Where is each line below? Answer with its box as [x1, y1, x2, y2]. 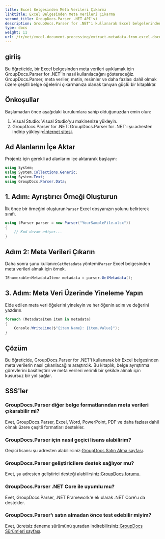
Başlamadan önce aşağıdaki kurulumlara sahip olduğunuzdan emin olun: [5, 108, 151, 114]
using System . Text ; [5, 175, 45, 180]
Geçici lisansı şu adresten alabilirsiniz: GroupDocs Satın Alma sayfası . [5, 447, 144, 453]
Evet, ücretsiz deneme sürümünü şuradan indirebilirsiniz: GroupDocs [5, 523, 143, 529]
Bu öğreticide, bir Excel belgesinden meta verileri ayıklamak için [5, 66, 134, 72]
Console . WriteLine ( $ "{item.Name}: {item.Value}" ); [14, 326, 120, 331]
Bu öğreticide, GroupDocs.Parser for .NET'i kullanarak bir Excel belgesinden [5, 357, 159, 363]
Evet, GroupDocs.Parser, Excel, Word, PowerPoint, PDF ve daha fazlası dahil [5, 419, 159, 425]
